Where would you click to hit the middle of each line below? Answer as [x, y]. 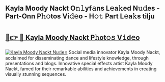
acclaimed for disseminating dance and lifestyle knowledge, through [77, 58]
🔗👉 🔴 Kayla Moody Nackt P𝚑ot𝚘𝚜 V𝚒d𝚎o [73, 37]
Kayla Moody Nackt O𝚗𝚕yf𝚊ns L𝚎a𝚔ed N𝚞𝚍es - [83, 8]
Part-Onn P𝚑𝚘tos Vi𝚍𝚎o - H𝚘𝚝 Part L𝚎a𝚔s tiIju [80, 17]
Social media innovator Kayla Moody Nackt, [114, 52]
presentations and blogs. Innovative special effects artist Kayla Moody [79, 63]
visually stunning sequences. [36, 74]
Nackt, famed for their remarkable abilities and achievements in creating [81, 69]
